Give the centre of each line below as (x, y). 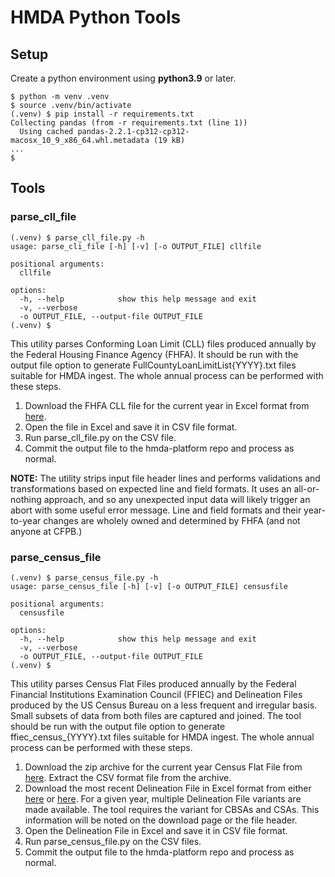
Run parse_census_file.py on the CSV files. (113, 841)
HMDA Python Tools (96, 17)
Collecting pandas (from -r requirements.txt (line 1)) (129, 123)
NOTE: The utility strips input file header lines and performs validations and (165, 478)
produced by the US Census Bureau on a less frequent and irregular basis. (164, 705)
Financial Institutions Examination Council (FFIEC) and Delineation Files (156, 694)
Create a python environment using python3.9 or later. (123, 78)
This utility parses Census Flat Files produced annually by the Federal (153, 683)
